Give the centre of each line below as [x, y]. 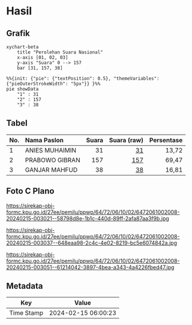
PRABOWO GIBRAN [52, 160]
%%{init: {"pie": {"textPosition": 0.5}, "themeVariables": [83, 79]
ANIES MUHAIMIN [51, 150]
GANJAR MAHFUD [51, 169]
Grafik [18, 33]
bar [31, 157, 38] [40, 68]
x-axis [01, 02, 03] [43, 58]
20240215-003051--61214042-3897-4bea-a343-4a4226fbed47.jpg [90, 267]
